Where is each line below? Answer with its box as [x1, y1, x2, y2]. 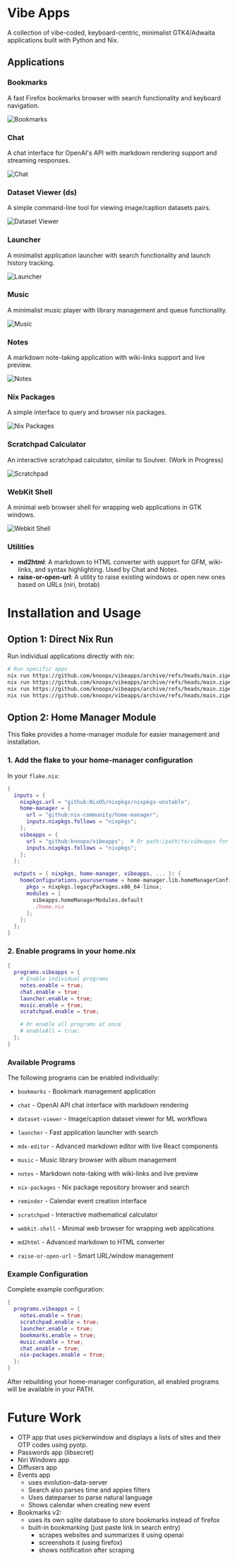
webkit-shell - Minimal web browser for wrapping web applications [17, 1224, 214, 1233]
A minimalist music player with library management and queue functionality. [7, 305, 228, 314]
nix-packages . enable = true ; [20, 1352, 106, 1359]
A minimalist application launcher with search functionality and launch [7, 251, 211, 259]
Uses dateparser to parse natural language [28, 1493, 153, 1502]
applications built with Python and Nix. [7, 35, 119, 44]
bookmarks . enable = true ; [20, 1331, 97, 1339]
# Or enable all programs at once [20, 1021, 121, 1028]
